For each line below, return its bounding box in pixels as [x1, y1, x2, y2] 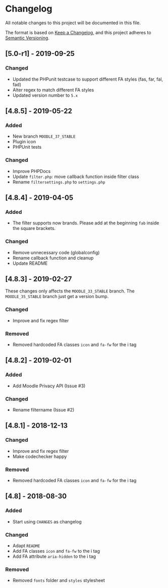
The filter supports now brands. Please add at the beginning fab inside [12, 220, 159, 226]
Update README [12, 260, 48, 266]
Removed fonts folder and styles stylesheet [12, 577, 105, 583]
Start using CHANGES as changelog [12, 518, 82, 524]
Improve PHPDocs [12, 168, 51, 174]
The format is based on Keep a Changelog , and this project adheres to [5, 29, 151, 35]
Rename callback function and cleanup [12, 255, 94, 261]
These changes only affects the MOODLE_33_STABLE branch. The [5, 288, 135, 294]
